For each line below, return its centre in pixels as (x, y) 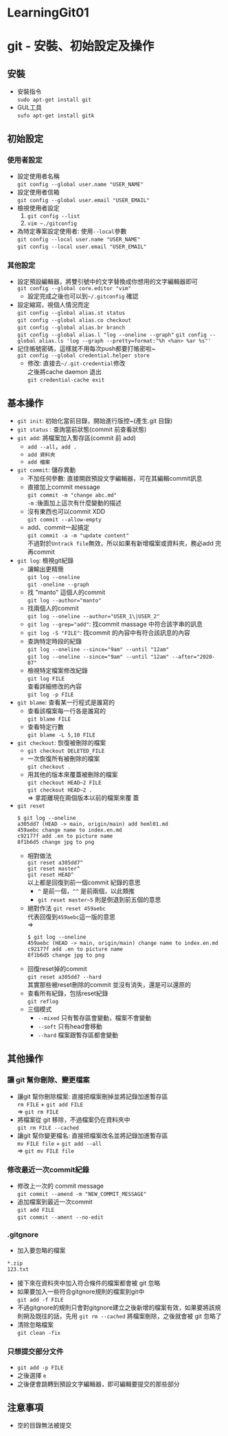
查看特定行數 (45, 726)
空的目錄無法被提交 (44, 1426)
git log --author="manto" (64, 600)
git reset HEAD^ (50, 875)
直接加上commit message (64, 487)
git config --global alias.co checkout (74, 320)
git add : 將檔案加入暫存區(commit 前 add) (76, 437)
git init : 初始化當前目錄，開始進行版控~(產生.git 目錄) (95, 420)
